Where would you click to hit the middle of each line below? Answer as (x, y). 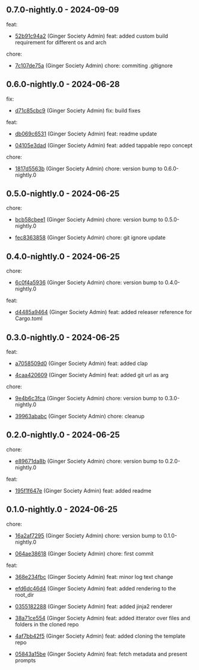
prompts (25, 660)
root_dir (24, 594)
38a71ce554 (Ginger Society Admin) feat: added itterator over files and (102, 618)
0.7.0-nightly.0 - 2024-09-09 (63, 10)
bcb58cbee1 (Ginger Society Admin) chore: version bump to (89, 220)
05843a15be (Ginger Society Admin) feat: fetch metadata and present (101, 654)
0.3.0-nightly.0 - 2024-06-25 (63, 337)
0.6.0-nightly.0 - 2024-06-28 (63, 84)
